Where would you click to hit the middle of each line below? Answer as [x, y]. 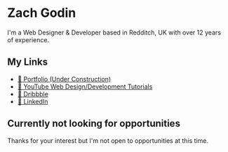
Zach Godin [42, 13]
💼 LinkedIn [33, 101]
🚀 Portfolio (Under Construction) [64, 79]
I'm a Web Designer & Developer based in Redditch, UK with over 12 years [114, 32]
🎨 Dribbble [33, 94]
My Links [27, 62]
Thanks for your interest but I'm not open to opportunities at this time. [108, 140]
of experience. [28, 39]
